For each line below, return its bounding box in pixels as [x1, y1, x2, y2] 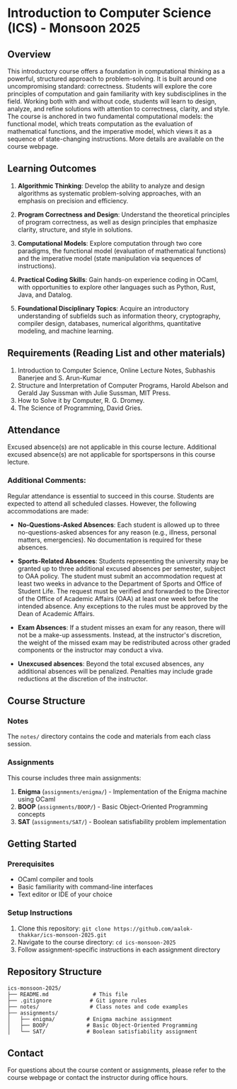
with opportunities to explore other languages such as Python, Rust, [17, 283, 216, 291]
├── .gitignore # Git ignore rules [7, 997, 147, 1004]
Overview [7, 48, 52, 60]
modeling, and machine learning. [17, 326, 114, 335]
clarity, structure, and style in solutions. [17, 225, 133, 234]
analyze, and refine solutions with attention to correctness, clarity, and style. [7, 105, 230, 113]
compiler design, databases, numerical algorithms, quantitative [17, 319, 202, 327]
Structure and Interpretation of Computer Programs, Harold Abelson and [17, 381, 229, 389]
